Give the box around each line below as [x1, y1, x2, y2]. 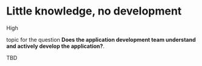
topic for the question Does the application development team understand [6, 36, 196, 43]
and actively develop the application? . [6, 42, 105, 50]
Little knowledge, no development [6, 4, 182, 18]
